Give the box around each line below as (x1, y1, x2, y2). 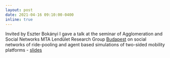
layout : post (5, 7, 33, 13)
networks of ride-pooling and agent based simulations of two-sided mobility (5, 42, 165, 48)
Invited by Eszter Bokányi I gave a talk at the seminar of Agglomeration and (5, 31, 163, 37)
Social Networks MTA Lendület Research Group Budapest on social (5, 36, 147, 42)
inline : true (5, 17, 33, 22)
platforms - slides (5, 47, 42, 53)
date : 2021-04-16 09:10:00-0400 (5, 12, 74, 17)
